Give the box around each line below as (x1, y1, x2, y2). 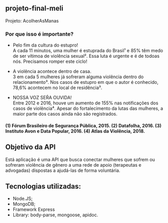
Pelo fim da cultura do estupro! (12, 42, 78, 48)
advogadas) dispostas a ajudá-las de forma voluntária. (5, 167, 120, 173)
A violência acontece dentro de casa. (12, 69, 92, 75)
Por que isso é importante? (5, 30, 74, 37)
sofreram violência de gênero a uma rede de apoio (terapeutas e (5, 162, 142, 168)
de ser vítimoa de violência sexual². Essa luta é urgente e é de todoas (12, 53, 160, 59)
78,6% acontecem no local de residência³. (12, 84, 102, 91)
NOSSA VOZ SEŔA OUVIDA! (12, 95, 72, 101)
